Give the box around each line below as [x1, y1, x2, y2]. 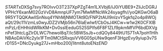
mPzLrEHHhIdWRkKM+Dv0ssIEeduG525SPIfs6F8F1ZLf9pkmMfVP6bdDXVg [5, 25, 157, 31]
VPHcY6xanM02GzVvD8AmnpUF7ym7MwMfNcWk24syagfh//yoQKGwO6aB [5, 9, 159, 15]
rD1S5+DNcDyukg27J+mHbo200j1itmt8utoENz [5, 40, 99, 46]
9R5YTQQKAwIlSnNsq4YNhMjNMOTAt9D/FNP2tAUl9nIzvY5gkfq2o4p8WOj [5, 15, 157, 20]
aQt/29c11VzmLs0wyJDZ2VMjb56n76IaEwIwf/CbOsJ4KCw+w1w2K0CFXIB [5, 19, 156, 25]
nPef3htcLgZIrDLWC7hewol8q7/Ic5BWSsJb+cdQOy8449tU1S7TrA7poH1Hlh [5, 30, 159, 35]
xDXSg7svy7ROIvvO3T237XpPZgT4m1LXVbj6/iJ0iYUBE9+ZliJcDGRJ [18, 4, 157, 10]
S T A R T [5, 4, 19, 10]
